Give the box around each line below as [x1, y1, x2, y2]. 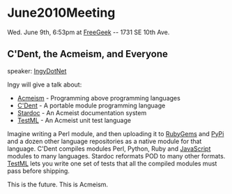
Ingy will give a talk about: [7, 80, 82, 89]
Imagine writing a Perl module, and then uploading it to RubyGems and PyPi [7, 129, 224, 137]
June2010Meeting [7, 5, 116, 21]
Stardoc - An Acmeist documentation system [17, 108, 147, 117]
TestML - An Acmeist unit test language [17, 116, 131, 124]
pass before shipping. [7, 166, 70, 175]
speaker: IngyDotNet [7, 66, 67, 75]
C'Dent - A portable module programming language [17, 101, 166, 110]
